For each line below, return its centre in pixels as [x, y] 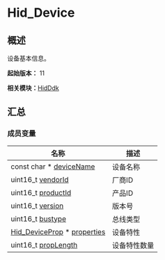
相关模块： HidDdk [33, 88]
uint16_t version [37, 206]
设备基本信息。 [29, 58]
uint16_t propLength [44, 245]
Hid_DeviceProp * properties [58, 231]
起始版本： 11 [26, 73]
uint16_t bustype [38, 219]
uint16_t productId [41, 192]
